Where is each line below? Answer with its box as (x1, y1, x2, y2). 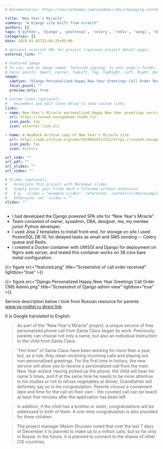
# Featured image (5, 60, 40, 66)
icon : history (9, 146, 38, 151)
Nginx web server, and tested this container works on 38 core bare (12, 249, 146, 256)
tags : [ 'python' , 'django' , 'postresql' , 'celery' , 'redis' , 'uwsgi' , (5, 30, 151, 35)
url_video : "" (5, 168, 34, 173)
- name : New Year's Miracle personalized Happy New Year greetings (5, 110, 145, 115)
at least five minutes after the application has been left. (16, 394, 127, 400)
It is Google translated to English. (5, 313, 71, 319)
